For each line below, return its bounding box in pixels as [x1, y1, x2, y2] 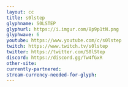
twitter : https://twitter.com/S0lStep [6, 49, 105, 55]
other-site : [6, 60, 37, 66]
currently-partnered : [6, 66, 62, 72]
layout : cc [6, 9, 34, 15]
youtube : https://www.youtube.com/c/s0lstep [6, 37, 122, 43]
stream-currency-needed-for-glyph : [6, 72, 97, 78]
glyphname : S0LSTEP [6, 20, 56, 26]
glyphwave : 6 [6, 32, 40, 38]
